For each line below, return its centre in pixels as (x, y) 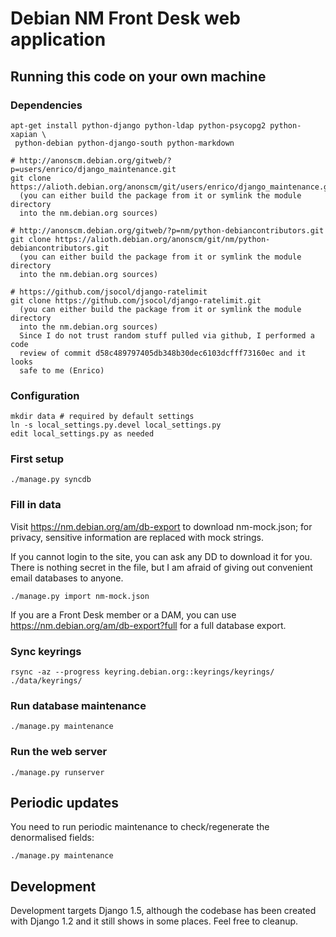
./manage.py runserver (57, 772)
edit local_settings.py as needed (82, 434)
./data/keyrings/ (46, 681)
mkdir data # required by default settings (102, 417)
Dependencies (46, 105)
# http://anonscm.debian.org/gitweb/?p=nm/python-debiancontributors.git (167, 230)
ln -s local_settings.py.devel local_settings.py (116, 425)
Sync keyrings (46, 651)
